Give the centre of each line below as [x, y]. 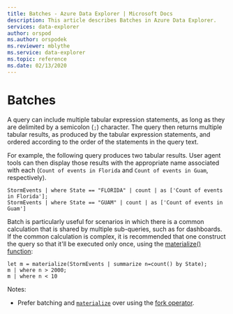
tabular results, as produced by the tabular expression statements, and [109, 134]
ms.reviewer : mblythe [39, 46]
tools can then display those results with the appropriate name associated [113, 163]
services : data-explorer [43, 27]
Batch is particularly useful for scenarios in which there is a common [106, 221]
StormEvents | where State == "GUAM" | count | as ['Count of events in [115, 202]
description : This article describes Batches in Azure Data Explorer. [112, 20]
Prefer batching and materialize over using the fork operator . [106, 302]
